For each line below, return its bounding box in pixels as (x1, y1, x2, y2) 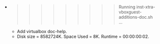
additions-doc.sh (118, 14, 153, 20)
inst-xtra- (136, 4, 156, 10)
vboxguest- (118, 9, 142, 15)
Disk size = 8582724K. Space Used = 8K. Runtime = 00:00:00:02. (17, 33, 149, 39)
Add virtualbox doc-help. (17, 29, 67, 34)
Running (118, 4, 136, 10)
